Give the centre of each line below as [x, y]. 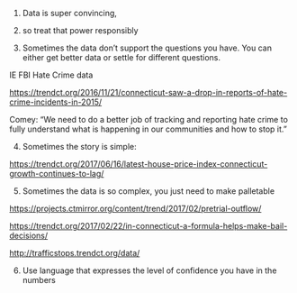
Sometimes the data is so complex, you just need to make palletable [148, 191]
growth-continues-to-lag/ [57, 174]
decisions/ [29, 235]
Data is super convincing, [69, 13]
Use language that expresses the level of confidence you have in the [149, 270]
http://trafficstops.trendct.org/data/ [75, 253]
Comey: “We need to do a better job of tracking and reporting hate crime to [148, 119]
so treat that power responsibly [80, 30]
